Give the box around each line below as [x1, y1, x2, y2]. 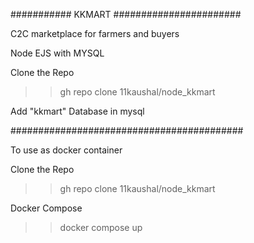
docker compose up [59, 222, 143, 233]
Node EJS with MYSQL [10, 47, 105, 59]
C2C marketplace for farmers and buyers [10, 28, 180, 39]
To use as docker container [10, 144, 123, 156]
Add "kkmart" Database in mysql [10, 105, 145, 117]
